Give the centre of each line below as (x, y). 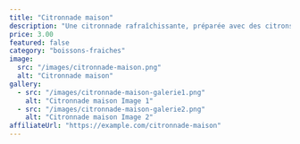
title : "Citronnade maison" (62, 17)
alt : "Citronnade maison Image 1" (89, 101)
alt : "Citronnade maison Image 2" (89, 117)
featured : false (39, 42)
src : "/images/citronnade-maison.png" (90, 68)
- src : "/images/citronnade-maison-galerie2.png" (111, 109)
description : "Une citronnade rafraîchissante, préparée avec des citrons (151, 26)
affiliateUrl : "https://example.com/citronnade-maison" (115, 126)
